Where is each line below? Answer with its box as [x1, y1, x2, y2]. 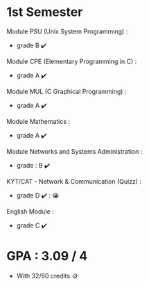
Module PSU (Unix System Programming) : [6, 27, 128, 35]
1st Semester [6, 4, 83, 20]
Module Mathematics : [6, 117, 71, 125]
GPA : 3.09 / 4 [6, 248, 88, 264]
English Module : [6, 207, 55, 216]
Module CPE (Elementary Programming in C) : [6, 57, 137, 65]
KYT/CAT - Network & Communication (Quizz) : [6, 177, 142, 185]
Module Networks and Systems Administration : [6, 147, 143, 155]
